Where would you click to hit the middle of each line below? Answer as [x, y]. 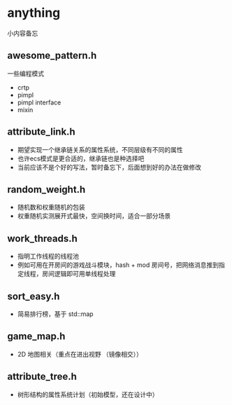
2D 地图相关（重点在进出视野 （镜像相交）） [80, 354]
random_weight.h [46, 190]
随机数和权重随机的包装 [51, 207]
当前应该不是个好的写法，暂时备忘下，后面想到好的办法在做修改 [109, 167]
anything [34, 13]
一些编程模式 [26, 73]
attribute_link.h [41, 132]
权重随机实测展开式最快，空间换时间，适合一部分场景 [94, 216]
